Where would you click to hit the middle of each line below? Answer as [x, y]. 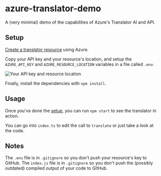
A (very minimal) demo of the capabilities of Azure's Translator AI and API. [80, 22]
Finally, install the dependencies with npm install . [56, 83]
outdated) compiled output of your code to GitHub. [56, 168]
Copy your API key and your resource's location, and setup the [68, 59]
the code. [15, 130]
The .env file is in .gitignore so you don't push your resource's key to [76, 158]
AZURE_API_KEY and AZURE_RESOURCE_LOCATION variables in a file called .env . [80, 64]
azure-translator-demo [53, 9]
